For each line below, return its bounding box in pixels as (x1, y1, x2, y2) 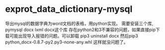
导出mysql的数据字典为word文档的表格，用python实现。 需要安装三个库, (5, 20, 154, 26)
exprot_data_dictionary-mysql (5, 3, 133, 15)
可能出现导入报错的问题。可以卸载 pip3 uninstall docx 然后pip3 (9, 33, 138, 39)
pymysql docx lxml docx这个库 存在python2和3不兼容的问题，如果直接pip (5, 26, 156, 33)
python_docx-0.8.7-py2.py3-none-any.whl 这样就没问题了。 (5, 39, 128, 45)
